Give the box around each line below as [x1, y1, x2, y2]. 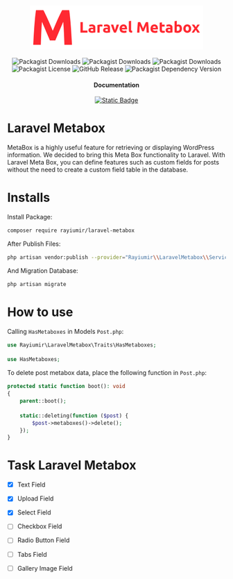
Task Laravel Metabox [7, 458, 137, 473]
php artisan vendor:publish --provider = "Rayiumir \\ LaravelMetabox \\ [7, 253, 209, 261]
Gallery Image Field [17, 564, 73, 572]
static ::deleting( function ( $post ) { [19, 412, 129, 419]
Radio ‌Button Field [17, 536, 70, 544]
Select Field [17, 508, 51, 517]
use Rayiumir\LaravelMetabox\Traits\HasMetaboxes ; [7, 342, 157, 349]
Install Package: [7, 213, 53, 221]
